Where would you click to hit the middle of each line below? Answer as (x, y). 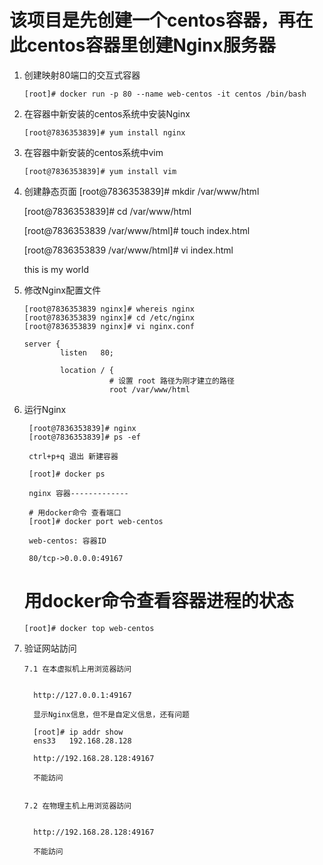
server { (42, 344)
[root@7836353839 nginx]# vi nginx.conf (109, 326)
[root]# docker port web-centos (96, 521)
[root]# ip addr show (78, 732)
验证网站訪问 (50, 648)
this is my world (56, 269)
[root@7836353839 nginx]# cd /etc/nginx (109, 317)
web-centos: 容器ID (67, 541)
